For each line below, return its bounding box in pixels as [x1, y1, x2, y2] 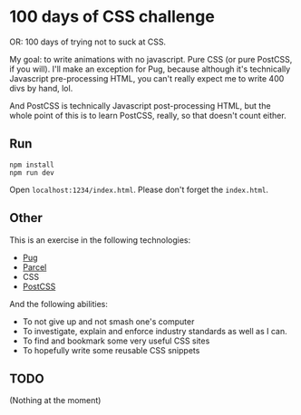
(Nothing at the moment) [9, 395, 102, 406]
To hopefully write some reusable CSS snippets [22, 344, 200, 355]
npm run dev [9, 168, 54, 178]
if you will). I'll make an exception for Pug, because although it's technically [9, 63, 291, 74]
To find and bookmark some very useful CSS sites [22, 335, 210, 346]
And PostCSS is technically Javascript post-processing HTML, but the [9, 100, 271, 111]
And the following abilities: [9, 298, 109, 309]
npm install [9, 160, 54, 169]
